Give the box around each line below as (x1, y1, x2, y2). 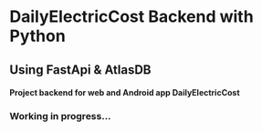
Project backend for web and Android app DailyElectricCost (9, 87, 240, 98)
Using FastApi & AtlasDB (9, 62, 152, 77)
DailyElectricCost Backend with (9, 6, 254, 27)
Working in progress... (9, 110, 111, 123)
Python (9, 25, 66, 46)
